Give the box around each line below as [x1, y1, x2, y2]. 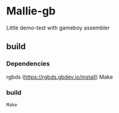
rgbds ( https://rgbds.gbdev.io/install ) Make [6, 73, 114, 81]
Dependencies [6, 60, 50, 68]
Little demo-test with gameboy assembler [6, 24, 110, 31]
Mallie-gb [6, 4, 56, 18]
